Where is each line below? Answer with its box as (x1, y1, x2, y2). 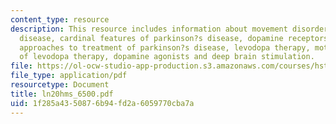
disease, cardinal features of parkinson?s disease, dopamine (19, 33, 284, 43)
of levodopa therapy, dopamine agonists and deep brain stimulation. (19, 52, 315, 62)
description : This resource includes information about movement (10, 24, 288, 34)
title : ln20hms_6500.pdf (10, 89, 114, 99)
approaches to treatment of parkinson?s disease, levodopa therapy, (19, 42, 311, 53)
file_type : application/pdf (10, 71, 128, 81)
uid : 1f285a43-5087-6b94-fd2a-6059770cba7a (10, 98, 195, 108)
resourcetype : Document (10, 80, 110, 90)
